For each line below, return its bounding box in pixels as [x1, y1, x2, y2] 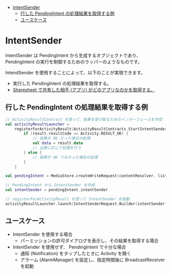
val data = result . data [32, 141, 83, 146]
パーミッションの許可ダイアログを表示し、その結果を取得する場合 [20, 237, 159, 243]
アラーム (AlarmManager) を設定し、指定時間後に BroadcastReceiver [20, 257, 165, 263]
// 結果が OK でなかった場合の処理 [32, 155, 98, 160]
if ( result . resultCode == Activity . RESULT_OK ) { [23, 131, 129, 136]
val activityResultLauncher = [5, 122, 70, 127]
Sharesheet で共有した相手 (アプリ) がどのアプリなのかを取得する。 [12, 87, 155, 93]
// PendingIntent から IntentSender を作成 [5, 183, 95, 188]
